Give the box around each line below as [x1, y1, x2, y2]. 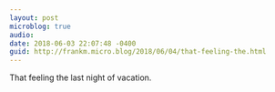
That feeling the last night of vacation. [9, 72, 152, 83]
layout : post [9, 13, 59, 23]
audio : [9, 30, 35, 39]
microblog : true [9, 22, 71, 31]
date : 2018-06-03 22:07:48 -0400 [9, 38, 137, 48]
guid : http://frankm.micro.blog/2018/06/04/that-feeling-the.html [9, 47, 267, 56]
